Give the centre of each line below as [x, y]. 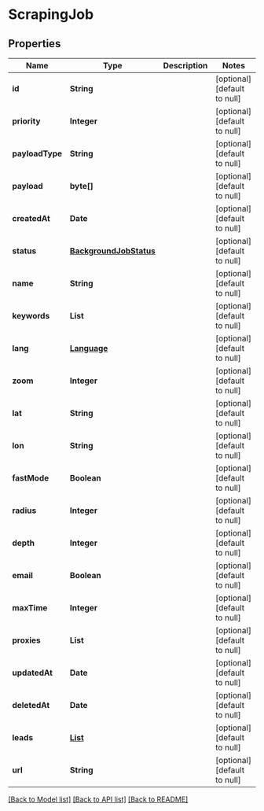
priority [26, 121]
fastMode [31, 478]
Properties [35, 44]
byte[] [81, 186]
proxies [26, 640]
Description [185, 66]
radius [24, 511]
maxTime [30, 608]
